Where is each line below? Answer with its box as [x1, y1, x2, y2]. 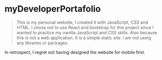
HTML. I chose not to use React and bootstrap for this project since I [16, 24, 154, 30]
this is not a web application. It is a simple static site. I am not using [16, 35, 151, 41]
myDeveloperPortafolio [4, 3, 101, 15]
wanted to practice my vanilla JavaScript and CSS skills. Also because [16, 30, 158, 35]
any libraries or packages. [16, 40, 69, 45]
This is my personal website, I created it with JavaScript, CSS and [16, 19, 148, 25]
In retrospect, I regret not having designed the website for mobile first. [4, 49, 145, 55]
